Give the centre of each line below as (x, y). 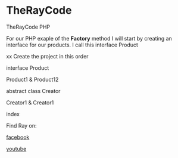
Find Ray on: (21, 125)
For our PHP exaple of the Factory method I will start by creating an (89, 38)
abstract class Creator (33, 91)
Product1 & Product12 (32, 79)
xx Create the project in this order (47, 56)
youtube (16, 148)
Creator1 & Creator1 (30, 103)
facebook (18, 137)
